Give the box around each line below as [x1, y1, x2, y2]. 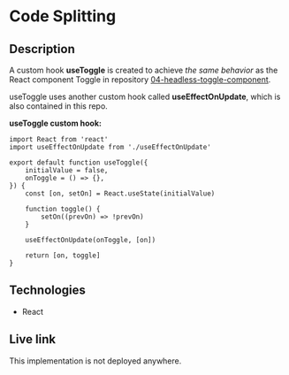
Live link [9, 332, 56, 347]
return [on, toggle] [25, 251, 101, 260]
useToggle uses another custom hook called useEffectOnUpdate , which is [9, 91, 281, 102]
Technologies [9, 283, 87, 298]
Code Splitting [9, 6, 117, 27]
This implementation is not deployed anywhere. [9, 356, 182, 366]
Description [9, 42, 75, 57]
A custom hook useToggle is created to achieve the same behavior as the [9, 65, 278, 75]
